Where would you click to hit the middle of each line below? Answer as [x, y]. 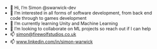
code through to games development [48, 18]
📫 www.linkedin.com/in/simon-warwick [51, 42]
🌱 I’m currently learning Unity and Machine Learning [64, 23]
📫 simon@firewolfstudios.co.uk [43, 34]
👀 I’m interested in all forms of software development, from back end [81, 13]
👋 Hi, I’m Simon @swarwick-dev [43, 8]
